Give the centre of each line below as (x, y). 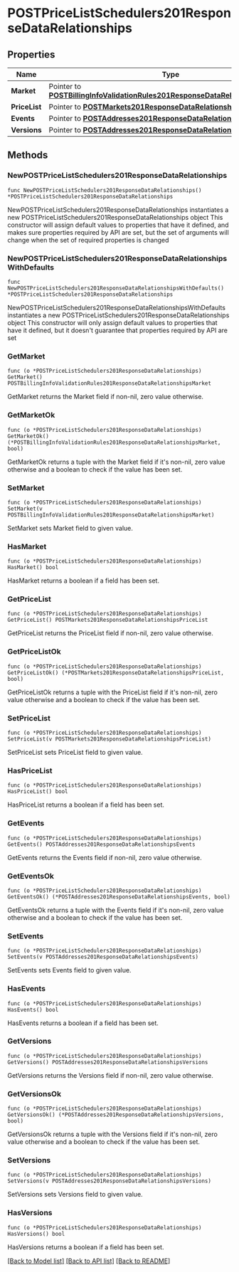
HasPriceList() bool (38, 792)
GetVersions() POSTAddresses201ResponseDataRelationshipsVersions (108, 1062)
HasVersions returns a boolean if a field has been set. (86, 1247)
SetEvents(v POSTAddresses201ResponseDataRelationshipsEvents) (103, 957)
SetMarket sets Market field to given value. (70, 528)
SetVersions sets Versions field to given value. (75, 1194)
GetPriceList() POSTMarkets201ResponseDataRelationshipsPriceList (108, 620)
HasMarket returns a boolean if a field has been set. (84, 581)
